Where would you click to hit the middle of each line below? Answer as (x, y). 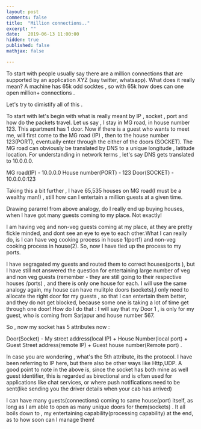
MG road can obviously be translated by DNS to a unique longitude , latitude (100, 148)
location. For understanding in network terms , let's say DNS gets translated (100, 154)
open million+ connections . (41, 92)
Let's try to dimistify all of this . (45, 104)
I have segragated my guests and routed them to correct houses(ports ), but (101, 264)
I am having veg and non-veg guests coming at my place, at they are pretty (99, 227)
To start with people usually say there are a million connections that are (95, 74)
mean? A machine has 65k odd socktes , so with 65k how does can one (95, 86)
